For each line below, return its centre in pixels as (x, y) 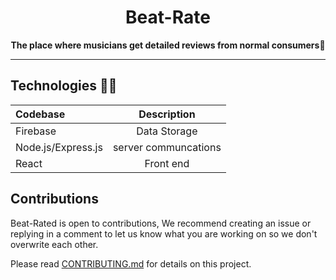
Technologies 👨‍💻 (64, 86)
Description (167, 114)
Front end (167, 163)
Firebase (36, 131)
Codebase (40, 114)
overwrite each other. (54, 244)
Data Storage (167, 131)
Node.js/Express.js (59, 147)
